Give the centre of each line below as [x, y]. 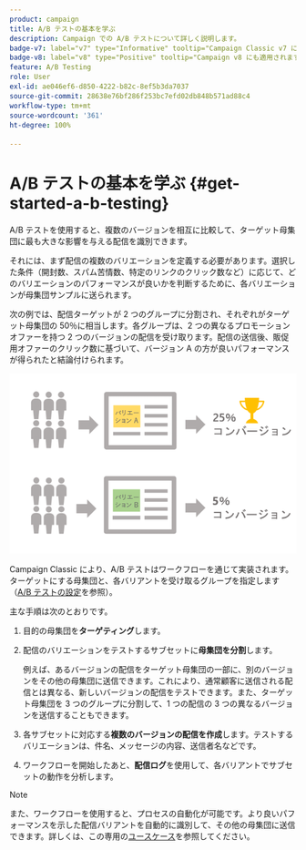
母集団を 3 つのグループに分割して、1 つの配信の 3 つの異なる [146, 703]
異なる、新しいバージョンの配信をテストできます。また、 [154, 691]
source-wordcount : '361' [56, 115]
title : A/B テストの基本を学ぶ [62, 29]
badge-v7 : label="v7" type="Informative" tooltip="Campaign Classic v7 [148, 48]
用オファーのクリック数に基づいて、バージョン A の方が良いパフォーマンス [149, 348]
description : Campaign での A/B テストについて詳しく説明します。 [125, 38]
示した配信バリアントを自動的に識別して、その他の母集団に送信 [176, 824]
